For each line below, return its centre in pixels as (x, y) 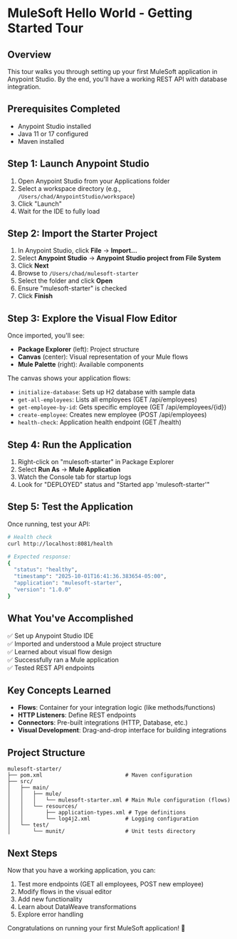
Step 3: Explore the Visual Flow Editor (93, 318)
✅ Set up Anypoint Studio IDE (51, 636)
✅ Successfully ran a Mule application (63, 659)
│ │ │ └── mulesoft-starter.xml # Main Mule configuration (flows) (119, 800)
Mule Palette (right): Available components (81, 364)
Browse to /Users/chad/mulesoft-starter (78, 273)
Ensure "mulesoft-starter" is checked (72, 288)
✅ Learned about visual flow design (60, 651)
